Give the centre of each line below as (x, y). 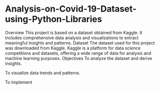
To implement (19, 82)
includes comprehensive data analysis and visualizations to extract (72, 38)
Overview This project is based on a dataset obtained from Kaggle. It (74, 32)
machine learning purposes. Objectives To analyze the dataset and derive (79, 58)
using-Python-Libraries (54, 19)
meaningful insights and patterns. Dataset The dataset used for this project (80, 43)
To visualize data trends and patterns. (43, 73)
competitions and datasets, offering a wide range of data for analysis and (78, 53)
